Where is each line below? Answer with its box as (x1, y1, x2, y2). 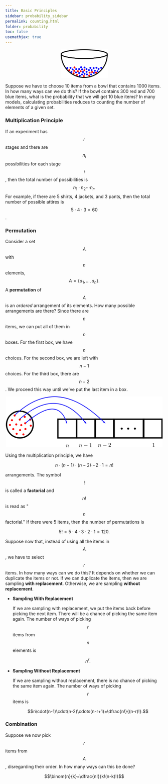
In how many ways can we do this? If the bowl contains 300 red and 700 (5, 88, 155, 94)
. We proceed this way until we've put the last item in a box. (5, 386, 128, 393)
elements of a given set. (5, 105, 55, 111)
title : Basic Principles (5, 8, 57, 13)
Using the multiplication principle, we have (5, 452, 93, 458)
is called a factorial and (5, 487, 54, 494)
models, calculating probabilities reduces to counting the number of (5, 99, 145, 105)
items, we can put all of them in (5, 324, 70, 330)
